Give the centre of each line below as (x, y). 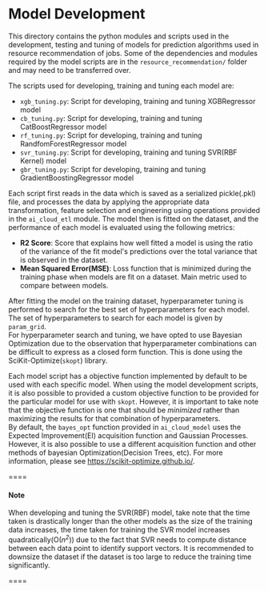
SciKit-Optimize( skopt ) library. (58, 360)
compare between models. (64, 285)
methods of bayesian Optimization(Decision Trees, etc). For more (116, 452)
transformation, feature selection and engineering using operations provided (134, 210)
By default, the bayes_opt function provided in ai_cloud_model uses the (125, 427)
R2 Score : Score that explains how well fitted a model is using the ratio (136, 243)
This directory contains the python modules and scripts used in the (119, 36)
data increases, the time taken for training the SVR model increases (119, 530)
